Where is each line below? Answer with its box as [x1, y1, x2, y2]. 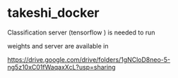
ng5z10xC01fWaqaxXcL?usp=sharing [7, 63, 116, 71]
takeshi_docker [7, 5, 100, 21]
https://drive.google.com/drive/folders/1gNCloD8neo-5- [7, 55, 171, 64]
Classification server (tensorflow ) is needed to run [7, 28, 155, 37]
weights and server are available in [7, 41, 109, 50]
